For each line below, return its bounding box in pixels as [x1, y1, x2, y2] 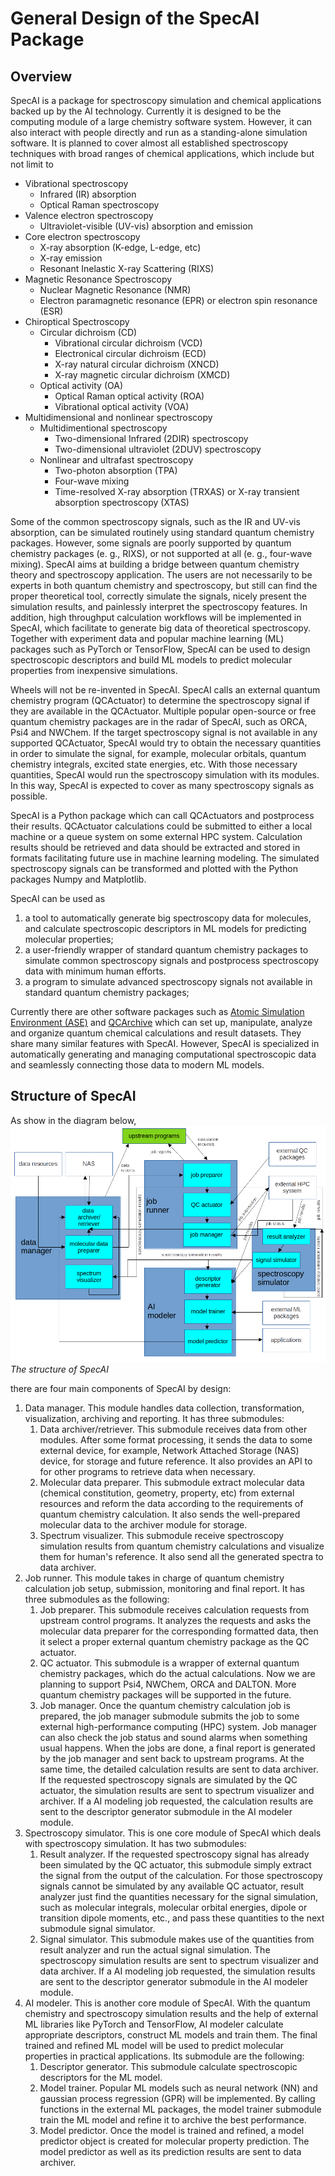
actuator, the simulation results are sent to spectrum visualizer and [39, 1784, 315, 1796]
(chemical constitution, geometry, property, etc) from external [39, 1487, 295, 1499]
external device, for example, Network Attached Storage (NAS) [39, 1444, 300, 1456]
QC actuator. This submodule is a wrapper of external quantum [39, 1657, 300, 1669]
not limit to [10, 158, 54, 170]
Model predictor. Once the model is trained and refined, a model [39, 2124, 305, 2136]
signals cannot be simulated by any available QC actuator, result [39, 1880, 305, 1892]
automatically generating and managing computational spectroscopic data [10, 1048, 317, 1060]
